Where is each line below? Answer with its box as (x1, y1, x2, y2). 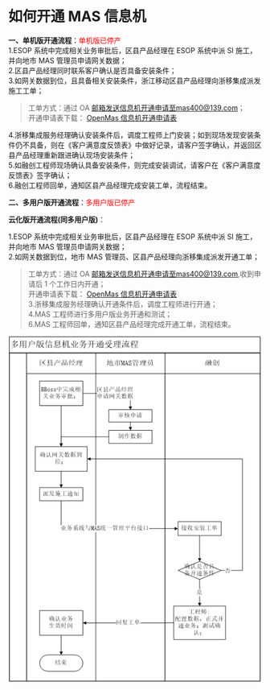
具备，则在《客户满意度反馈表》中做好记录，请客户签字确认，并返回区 (29, 140, 262, 150)
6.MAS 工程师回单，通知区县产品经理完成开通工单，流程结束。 (27, 319, 235, 328)
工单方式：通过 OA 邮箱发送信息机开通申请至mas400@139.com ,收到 (27, 269, 255, 279)
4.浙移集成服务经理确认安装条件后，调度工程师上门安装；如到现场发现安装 (8, 130, 255, 139)
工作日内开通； (55, 279, 106, 288)
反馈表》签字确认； (8, 170, 72, 180)
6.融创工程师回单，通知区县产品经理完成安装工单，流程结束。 (8, 180, 212, 190)
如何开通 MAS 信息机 (8, 7, 147, 26)
